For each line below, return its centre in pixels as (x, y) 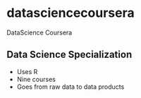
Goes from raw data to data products (70, 87)
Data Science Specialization (69, 55)
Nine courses (36, 79)
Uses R (27, 71)
